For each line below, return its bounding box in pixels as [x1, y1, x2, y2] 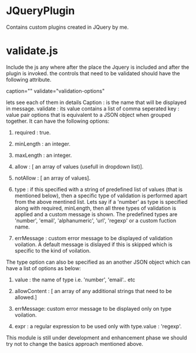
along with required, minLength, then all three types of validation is [14, 204, 177, 211]
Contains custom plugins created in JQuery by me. [6, 23, 129, 31]
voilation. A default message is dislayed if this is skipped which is [14, 241, 173, 248]
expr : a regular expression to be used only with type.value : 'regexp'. [14, 322, 182, 330]
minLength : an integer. [14, 140, 70, 147]
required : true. [14, 129, 51, 136]
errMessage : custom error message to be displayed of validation [14, 234, 173, 241]
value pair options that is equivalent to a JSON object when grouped [6, 111, 171, 118]
